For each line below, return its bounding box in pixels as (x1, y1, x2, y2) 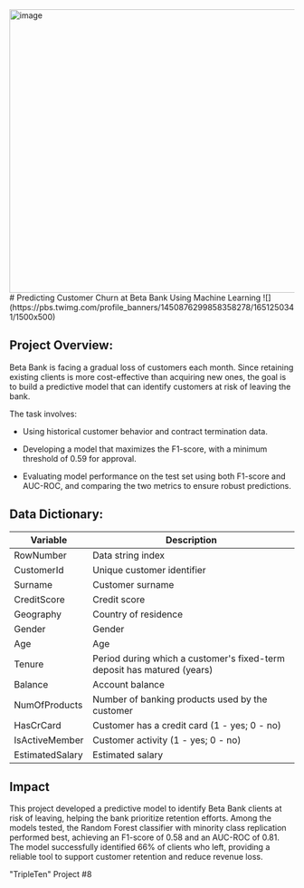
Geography (14, 608, 62, 620)
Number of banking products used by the (91, 693, 268, 706)
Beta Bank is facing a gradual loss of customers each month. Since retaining (9, 362, 294, 373)
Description (166, 533, 217, 546)
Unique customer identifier (91, 563, 206, 576)
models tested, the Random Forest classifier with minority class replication (9, 823, 287, 834)
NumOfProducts (14, 698, 83, 711)
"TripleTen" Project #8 (9, 869, 92, 880)
